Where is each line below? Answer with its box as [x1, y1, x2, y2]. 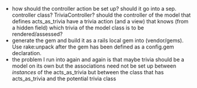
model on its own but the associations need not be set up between [11, 62, 177, 69]
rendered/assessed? [11, 31, 63, 38]
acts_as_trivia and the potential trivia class [11, 75, 117, 82]
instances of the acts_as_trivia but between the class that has [11, 69, 164, 75]
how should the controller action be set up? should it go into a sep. [11, 5, 177, 12]
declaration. [11, 50, 42, 56]
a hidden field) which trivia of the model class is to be [11, 24, 144, 31]
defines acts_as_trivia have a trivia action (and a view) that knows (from [11, 18, 189, 25]
